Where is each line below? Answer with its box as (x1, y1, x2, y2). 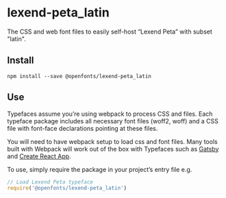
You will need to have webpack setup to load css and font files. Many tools (7, 137, 218, 145)
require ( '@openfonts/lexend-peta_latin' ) (7, 185, 127, 192)
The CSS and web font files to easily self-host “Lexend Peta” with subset (7, 27, 212, 36)
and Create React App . (7, 152, 71, 160)
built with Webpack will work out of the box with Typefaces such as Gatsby (7, 145, 219, 153)
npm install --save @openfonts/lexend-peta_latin (7, 73, 152, 79)
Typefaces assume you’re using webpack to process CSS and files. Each (7, 110, 213, 118)
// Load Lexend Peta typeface (7, 178, 94, 186)
